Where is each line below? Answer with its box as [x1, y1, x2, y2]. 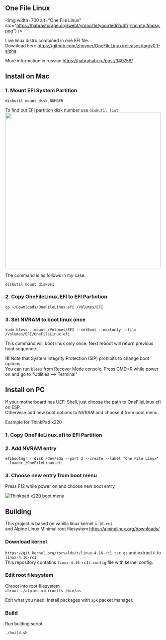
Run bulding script [5, 621, 43, 627]
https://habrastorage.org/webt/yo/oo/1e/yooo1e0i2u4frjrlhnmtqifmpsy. [16, 22, 161, 28]
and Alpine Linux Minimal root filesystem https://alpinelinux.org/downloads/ [5, 526, 160, 532]
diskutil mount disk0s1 [5, 282, 55, 287]
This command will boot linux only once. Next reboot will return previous [5, 340, 154, 346]
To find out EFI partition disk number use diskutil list [5, 107, 119, 113]
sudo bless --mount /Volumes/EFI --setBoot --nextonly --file [5, 327, 137, 332]
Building [5, 507, 31, 516]
